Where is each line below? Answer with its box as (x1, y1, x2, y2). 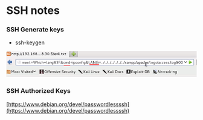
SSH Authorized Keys (6, 87, 71, 95)
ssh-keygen (14, 39, 45, 46)
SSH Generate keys (6, 25, 65, 34)
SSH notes (6, 4, 60, 18)
